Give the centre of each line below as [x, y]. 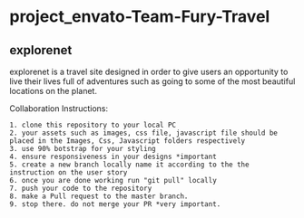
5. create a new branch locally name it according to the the [129, 165]
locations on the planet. [54, 91]
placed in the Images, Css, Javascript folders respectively [127, 141]
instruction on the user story [69, 173]
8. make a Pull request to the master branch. [99, 196]
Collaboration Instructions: [59, 109]
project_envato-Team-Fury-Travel [140, 17]
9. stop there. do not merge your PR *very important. [115, 204]
